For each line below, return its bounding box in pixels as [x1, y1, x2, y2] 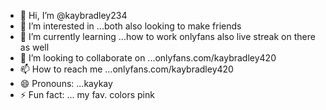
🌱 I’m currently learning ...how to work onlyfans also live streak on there [19, 31, 316, 42]
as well [19, 41, 50, 53]
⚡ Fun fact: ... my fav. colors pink [19, 89, 155, 100]
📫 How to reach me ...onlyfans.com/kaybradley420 [19, 63, 234, 75]
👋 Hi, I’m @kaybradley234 [19, 10, 128, 21]
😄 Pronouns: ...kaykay [19, 78, 113, 89]
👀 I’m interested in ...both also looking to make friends [19, 20, 242, 32]
